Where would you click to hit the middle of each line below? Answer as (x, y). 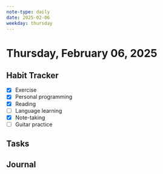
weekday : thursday (29, 23)
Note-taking (30, 117)
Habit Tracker (32, 75)
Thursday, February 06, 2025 (82, 53)
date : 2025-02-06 (28, 18)
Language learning (38, 110)
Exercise (26, 90)
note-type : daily (28, 12)
